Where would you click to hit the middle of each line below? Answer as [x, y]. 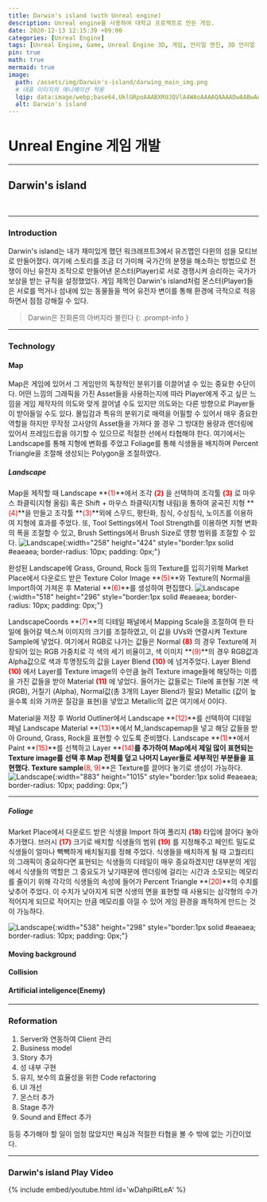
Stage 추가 [37, 1107]
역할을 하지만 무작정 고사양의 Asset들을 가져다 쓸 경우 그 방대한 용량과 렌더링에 [131, 424]
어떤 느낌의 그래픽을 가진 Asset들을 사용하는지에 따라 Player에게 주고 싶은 [133, 394]
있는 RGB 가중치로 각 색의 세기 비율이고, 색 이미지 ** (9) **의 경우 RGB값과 [144, 652]
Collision [23, 972]
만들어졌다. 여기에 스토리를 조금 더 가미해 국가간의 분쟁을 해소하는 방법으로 [132, 261]
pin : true [25, 52]
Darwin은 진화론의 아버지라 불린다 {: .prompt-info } [108, 318]
